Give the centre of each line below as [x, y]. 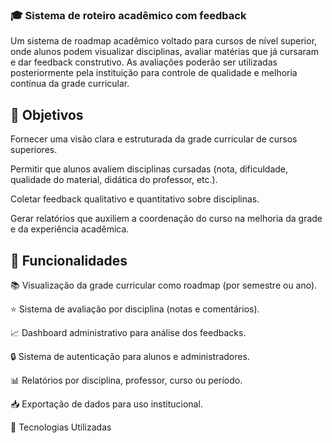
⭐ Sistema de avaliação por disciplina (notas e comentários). [135, 309]
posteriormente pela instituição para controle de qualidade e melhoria [154, 73]
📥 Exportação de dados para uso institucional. [106, 404]
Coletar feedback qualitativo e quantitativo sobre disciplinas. [135, 199]
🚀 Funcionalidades [69, 260]
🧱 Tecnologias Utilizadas [61, 427]
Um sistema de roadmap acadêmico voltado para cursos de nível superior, [164, 41]
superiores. [34, 150]
